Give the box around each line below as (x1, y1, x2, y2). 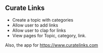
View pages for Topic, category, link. (12, 32, 87, 38)
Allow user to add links (12, 22, 58, 28)
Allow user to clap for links (12, 27, 66, 33)
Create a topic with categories (12, 17, 74, 23)
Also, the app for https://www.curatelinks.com (5, 42, 98, 48)
